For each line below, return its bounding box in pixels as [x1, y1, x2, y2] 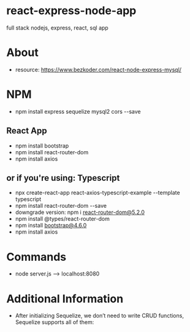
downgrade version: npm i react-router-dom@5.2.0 [15, 208, 145, 216]
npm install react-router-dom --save [15, 202, 107, 210]
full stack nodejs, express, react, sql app [6, 24, 108, 31]
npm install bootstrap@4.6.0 [15, 222, 87, 229]
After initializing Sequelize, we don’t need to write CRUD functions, [15, 312, 184, 320]
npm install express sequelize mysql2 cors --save [15, 108, 141, 115]
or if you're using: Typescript [6, 173, 120, 183]
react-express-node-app [6, 4, 137, 18]
